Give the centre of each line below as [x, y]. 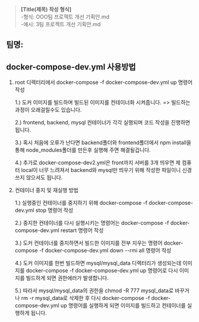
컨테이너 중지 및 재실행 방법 [47, 190]
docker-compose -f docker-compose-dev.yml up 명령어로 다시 [102, 271]
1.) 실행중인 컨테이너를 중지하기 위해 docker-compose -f [81, 203]
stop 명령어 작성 [54, 210]
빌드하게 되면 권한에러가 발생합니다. [67, 278]
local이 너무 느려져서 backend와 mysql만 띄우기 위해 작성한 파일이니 [101, 170]
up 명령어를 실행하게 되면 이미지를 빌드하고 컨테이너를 [123, 305]
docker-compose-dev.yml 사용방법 [71, 67]
